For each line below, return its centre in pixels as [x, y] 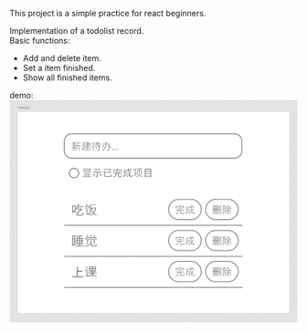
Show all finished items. [67, 78]
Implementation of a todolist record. [77, 31]
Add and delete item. [62, 58]
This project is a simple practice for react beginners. [108, 13]
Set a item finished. [59, 68]
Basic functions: [40, 41]
